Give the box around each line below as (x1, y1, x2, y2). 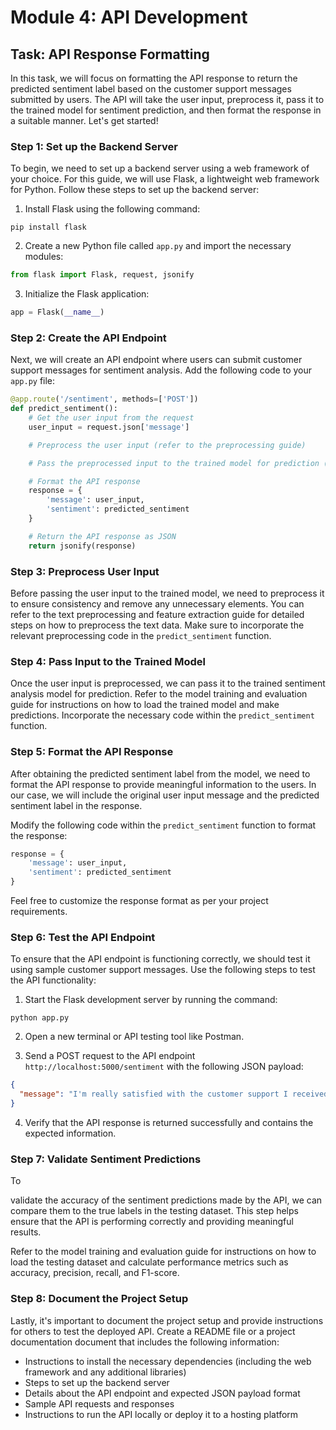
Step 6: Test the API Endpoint (10, 931, 156, 945)
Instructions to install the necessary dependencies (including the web (24, 1355, 312, 1367)
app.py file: (10, 375, 56, 387)
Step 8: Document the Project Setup (10, 1292, 189, 1306)
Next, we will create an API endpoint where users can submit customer (10, 354, 303, 366)
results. (10, 1226, 42, 1238)
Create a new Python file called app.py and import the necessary (24, 240, 292, 252)
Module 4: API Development (10, 6, 248, 29)
